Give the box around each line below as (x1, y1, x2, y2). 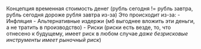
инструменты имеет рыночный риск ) (6, 37, 101, 43)
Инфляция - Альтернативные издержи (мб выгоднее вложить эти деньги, (6, 18, 195, 24)
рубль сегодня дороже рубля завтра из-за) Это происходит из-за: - (6, 11, 181, 18)
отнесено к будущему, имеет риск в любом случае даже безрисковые (6, 30, 188, 37)
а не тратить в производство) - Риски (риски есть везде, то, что (6, 24, 171, 31)
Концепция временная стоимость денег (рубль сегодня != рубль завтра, (6, 5, 193, 12)
